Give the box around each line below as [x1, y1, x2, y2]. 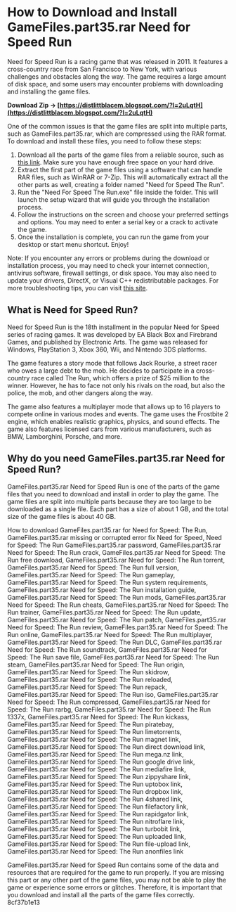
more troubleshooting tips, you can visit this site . [7, 283, 148, 292]
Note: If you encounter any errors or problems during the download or [7, 254, 210, 262]
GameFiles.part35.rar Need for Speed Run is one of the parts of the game [7, 482, 220, 491]
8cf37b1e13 [7, 898, 41, 906]
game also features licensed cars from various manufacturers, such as [7, 425, 212, 433]
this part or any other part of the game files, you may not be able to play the [7, 875, 227, 884]
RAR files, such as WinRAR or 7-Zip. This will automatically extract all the [17, 173, 228, 181]
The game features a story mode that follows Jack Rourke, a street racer [7, 359, 218, 367]
